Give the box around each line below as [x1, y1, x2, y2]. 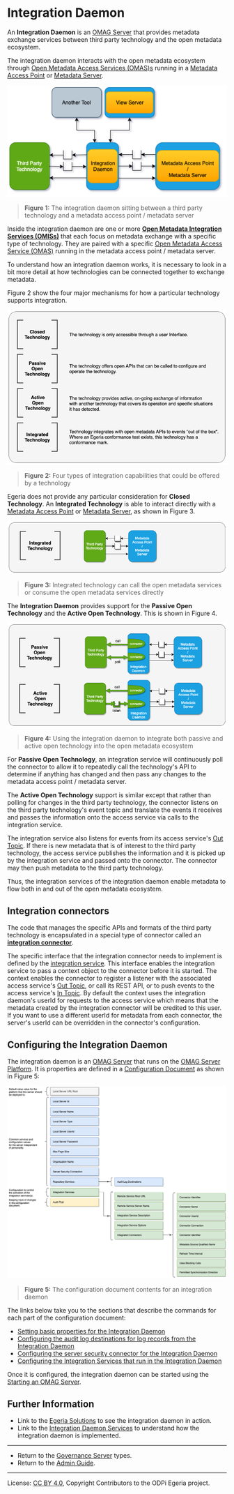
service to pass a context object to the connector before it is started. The [7, 967, 217, 975]
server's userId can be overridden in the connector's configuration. [7, 1018, 201, 1027]
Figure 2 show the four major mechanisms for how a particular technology [7, 288, 220, 297]
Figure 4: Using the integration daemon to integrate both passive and [24, 734, 224, 743]
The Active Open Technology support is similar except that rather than [7, 791, 211, 799]
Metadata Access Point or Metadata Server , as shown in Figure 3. [7, 507, 196, 515]
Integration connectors [7, 905, 109, 916]
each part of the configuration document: [7, 1313, 126, 1322]
